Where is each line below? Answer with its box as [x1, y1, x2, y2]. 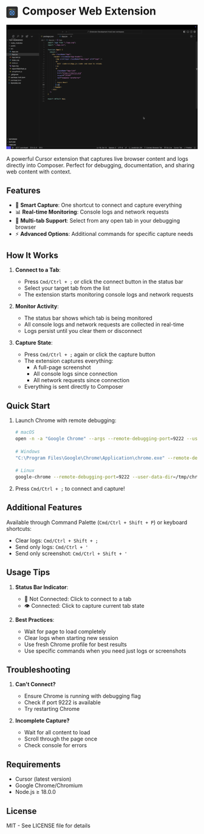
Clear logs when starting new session [24, 634, 118, 641]
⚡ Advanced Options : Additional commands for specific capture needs [15, 230, 193, 238]
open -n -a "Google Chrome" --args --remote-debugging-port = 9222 [15, 435, 184, 442]
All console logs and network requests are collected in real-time [24, 321, 185, 328]
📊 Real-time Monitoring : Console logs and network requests [15, 208, 169, 216]
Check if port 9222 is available [24, 699, 101, 706]
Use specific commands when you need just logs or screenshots [24, 647, 186, 654]
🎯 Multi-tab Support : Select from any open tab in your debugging [15, 217, 180, 224]
